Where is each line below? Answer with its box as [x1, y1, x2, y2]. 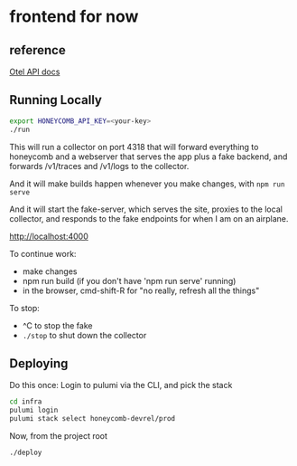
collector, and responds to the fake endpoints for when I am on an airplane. [9, 213, 289, 223]
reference [9, 43, 66, 58]
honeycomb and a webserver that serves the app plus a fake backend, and [9, 151, 288, 162]
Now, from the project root [9, 431, 108, 441]
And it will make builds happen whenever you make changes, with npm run [9, 178, 285, 189]
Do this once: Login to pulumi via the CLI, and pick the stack [9, 380, 233, 391]
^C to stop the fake [22, 319, 93, 331]
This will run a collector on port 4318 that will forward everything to [9, 141, 259, 152]
